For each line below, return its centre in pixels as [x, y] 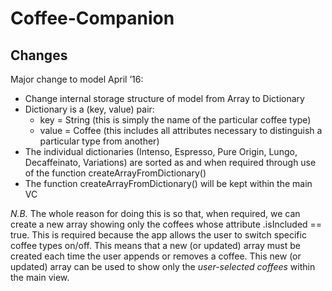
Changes [39, 55]
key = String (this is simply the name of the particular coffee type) [175, 120]
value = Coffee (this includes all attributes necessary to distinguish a [181, 130]
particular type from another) [99, 141]
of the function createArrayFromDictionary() [115, 173]
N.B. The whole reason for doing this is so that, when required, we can [155, 213]
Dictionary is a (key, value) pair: [89, 109]
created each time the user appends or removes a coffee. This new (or [156, 256]
